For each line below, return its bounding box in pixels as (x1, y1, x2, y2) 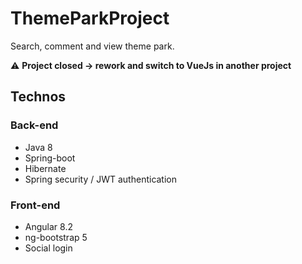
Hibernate (24, 162, 67, 174)
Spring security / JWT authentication (24, 173, 178, 185)
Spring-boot (24, 152, 76, 164)
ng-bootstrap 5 (24, 231, 88, 243)
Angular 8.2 (24, 220, 73, 232)
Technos (10, 88, 67, 106)
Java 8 (24, 141, 53, 153)
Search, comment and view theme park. (10, 40, 175, 52)
